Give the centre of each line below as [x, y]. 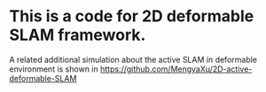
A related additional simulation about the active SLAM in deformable [133, 59]
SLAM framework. [78, 35]
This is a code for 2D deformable [132, 16]
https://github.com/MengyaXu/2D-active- [176, 69]
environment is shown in [54, 69]
